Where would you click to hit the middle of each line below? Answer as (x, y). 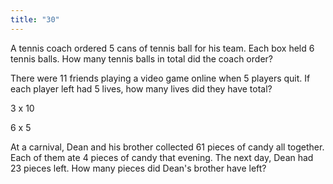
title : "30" (35, 19)
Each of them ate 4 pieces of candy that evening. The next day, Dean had (162, 157)
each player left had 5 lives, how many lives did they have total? (141, 88)
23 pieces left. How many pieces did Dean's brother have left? (138, 168)
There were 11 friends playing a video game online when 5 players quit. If (160, 78)
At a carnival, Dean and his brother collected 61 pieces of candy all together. (167, 147)
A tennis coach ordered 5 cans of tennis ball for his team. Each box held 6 (162, 48)
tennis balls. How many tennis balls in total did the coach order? (141, 58)
